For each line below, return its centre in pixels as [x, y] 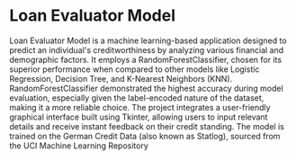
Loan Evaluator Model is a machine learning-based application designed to [148, 40]
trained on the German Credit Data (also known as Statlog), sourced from [145, 136]
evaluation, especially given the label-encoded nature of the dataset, [137, 98]
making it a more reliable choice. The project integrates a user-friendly [140, 107]
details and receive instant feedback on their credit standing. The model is [147, 126]
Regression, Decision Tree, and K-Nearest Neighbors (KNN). [121, 78]
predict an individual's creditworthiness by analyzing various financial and [147, 49]
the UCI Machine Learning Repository [79, 146]
